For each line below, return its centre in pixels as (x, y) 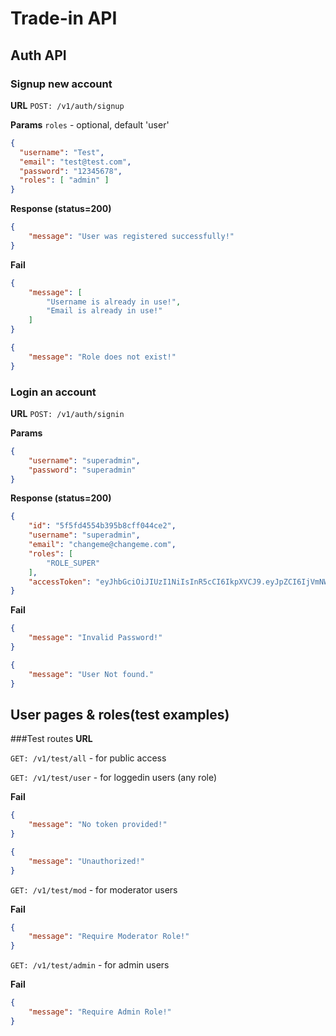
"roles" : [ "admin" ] (64, 180)
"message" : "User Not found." (91, 674)
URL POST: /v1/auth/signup (67, 105)
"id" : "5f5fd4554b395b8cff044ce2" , (102, 526)
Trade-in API (64, 18)
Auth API (38, 55)
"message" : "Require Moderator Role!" (109, 937)
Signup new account (61, 84)
